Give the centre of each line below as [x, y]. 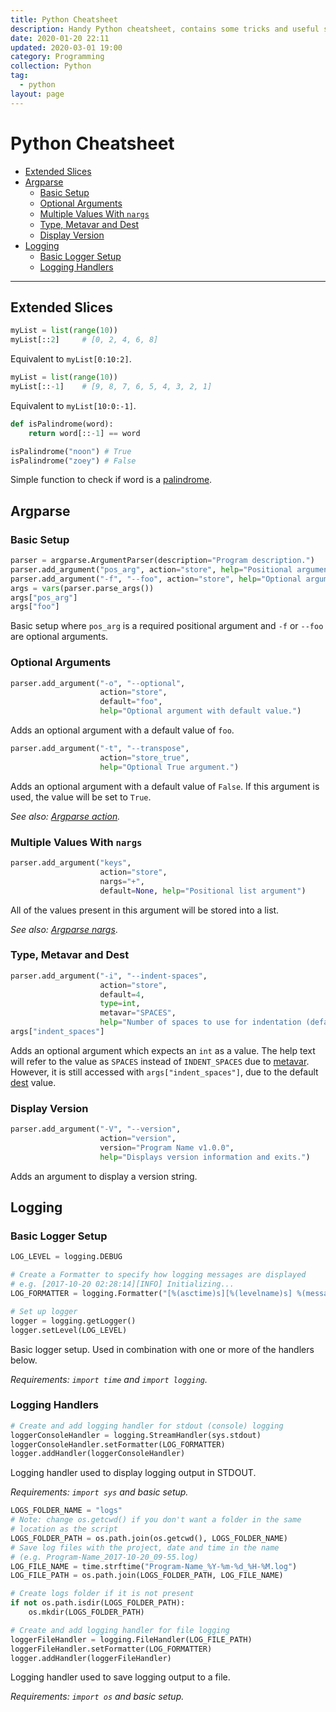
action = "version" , [138, 1139]
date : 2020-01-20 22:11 [60, 38]
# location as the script [64, 1529]
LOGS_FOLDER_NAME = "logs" [66, 1511]
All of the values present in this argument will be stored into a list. [145, 910]
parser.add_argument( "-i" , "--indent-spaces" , [109, 976]
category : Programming [57, 57]
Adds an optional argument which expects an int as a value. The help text [163, 1050]
